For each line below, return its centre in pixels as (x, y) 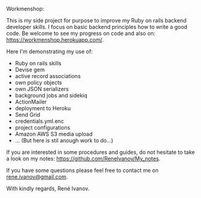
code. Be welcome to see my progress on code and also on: (81, 33)
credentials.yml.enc (40, 121)
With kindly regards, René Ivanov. (48, 188)
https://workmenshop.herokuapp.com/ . (55, 40)
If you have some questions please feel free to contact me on (82, 170)
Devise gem (30, 70)
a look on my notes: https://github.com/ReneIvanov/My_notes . (84, 159)
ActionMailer (31, 102)
